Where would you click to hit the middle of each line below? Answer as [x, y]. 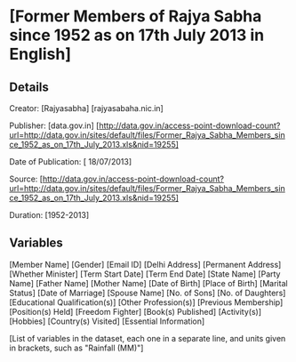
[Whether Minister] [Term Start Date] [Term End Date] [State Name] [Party [145, 274]
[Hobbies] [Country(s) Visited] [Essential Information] [107, 321]
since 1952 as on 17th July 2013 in [137, 35]
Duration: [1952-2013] [49, 215]
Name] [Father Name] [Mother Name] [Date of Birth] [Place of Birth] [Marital [148, 283]
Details [29, 87]
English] [40, 54]
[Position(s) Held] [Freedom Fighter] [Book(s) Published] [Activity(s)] [136, 311]
